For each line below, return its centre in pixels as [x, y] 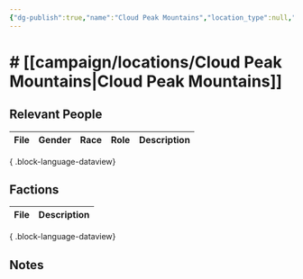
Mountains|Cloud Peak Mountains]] [146, 81]
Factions [34, 190]
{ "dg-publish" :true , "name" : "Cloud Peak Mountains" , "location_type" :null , [151, 18]
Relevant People [56, 115]
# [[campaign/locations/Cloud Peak [146, 62]
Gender [55, 139]
